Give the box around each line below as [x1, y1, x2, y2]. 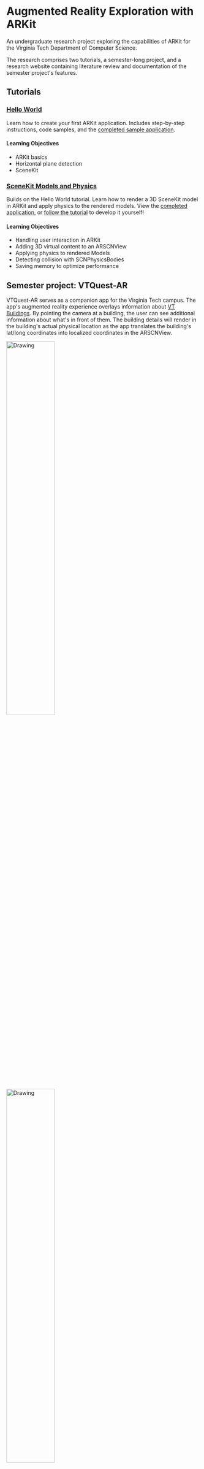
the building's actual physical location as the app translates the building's [6, 323, 192, 330]
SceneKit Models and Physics [6, 182, 97, 190]
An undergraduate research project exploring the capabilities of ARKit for [6, 37, 191, 45]
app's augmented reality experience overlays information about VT [6, 303, 176, 310]
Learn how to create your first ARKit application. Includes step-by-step [6, 119, 185, 126]
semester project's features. [6, 69, 78, 76]
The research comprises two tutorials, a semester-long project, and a [6, 56, 181, 63]
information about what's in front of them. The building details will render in [6, 316, 197, 323]
